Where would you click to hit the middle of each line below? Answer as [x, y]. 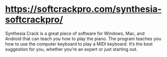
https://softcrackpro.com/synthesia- [83, 9]
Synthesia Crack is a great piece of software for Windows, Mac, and [75, 33]
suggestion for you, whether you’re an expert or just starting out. [71, 49]
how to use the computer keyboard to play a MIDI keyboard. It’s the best [79, 44]
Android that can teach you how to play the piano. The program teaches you [83, 39]
